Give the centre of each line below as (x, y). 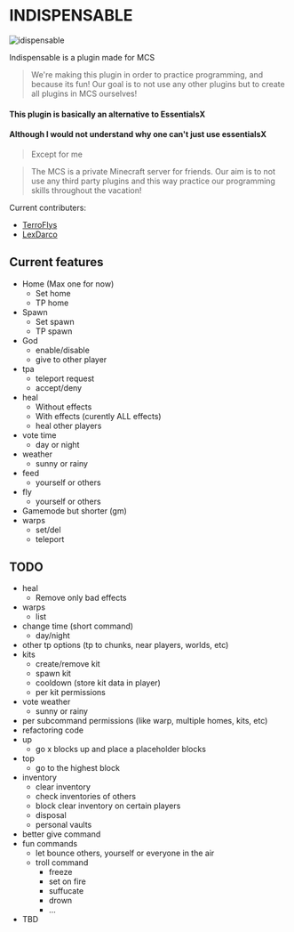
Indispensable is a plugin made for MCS (82, 57)
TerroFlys (40, 224)
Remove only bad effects (81, 598)
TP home (52, 303)
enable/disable (63, 350)
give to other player (71, 359)
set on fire (67, 881)
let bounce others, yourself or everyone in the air (125, 853)
